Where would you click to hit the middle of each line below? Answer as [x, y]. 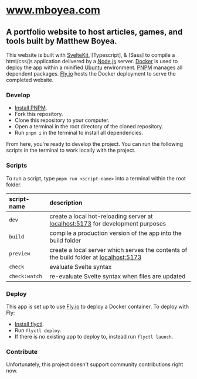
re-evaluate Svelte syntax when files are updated [118, 276]
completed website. [30, 80]
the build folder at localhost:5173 [96, 257]
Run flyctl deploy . [38, 330]
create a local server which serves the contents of [118, 250]
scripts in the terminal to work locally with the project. [71, 151]
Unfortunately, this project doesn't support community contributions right [95, 364]
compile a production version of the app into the [116, 233]
